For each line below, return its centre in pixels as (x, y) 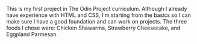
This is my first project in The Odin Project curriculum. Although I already (97, 9)
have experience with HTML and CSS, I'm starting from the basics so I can (99, 15)
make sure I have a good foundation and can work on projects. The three (97, 21)
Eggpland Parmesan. (32, 34)
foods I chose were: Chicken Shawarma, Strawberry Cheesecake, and (93, 28)
